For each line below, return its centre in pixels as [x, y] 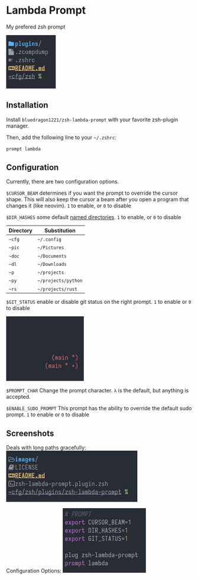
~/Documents [52, 256]
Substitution [60, 230]
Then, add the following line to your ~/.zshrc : [61, 137]
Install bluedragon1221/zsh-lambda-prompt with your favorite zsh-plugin [92, 119]
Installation [27, 105]
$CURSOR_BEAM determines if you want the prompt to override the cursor [92, 193]
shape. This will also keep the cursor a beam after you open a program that [98, 199]
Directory [20, 230]
